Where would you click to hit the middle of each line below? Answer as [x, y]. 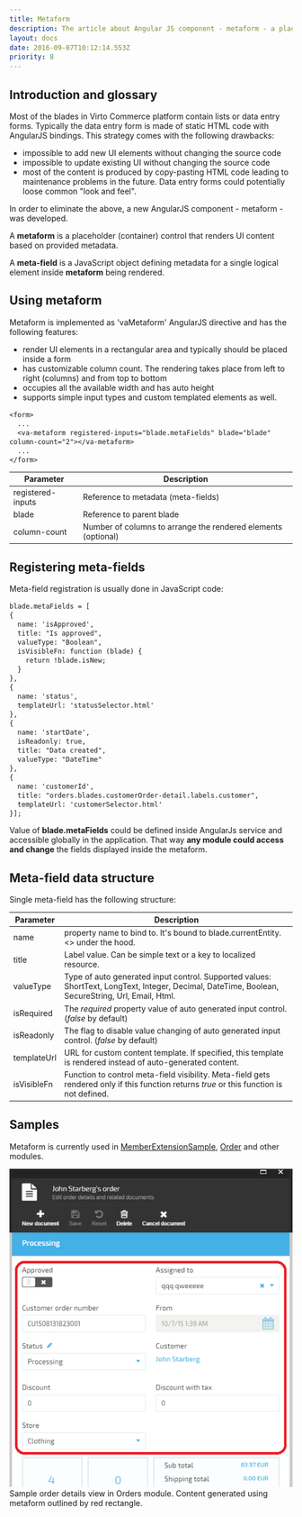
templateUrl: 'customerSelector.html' [90, 805]
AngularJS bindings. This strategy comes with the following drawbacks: [142, 135]
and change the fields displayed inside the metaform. [109, 849]
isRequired [33, 1013]
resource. [82, 965]
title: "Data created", [62, 751]
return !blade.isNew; [66, 661]
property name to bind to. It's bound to [135, 932]
